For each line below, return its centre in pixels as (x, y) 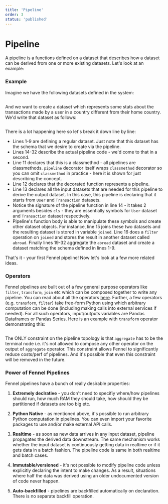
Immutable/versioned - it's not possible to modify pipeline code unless (86, 465)
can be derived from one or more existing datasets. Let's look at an (74, 63)
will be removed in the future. (36, 359)
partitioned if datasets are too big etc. (51, 404)
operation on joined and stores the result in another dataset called (81, 237)
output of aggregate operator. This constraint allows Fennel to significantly (82, 349)
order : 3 (14, 15)
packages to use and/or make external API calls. (62, 424)
